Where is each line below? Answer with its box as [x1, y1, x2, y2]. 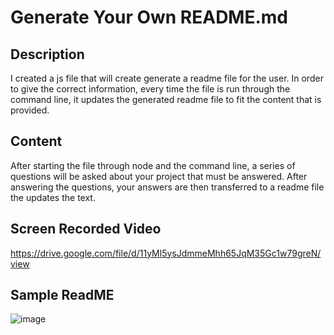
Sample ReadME [10, 287, 115, 304]
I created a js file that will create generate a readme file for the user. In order [10, 72, 324, 84]
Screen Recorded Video [10, 221, 162, 238]
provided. [10, 104, 50, 116]
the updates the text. [10, 191, 96, 203]
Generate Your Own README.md [10, 6, 289, 29]
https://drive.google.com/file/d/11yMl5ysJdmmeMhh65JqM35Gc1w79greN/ [10, 247, 322, 259]
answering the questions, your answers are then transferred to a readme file [10, 181, 325, 193]
